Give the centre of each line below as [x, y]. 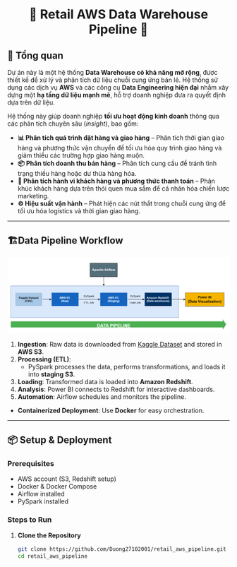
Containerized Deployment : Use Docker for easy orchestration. [111, 410]
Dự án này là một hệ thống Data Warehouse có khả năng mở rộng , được [113, 72]
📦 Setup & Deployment [60, 440]
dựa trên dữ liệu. [31, 102]
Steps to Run [30, 520]
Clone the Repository [49, 535]
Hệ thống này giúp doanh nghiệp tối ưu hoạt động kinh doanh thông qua [114, 116]
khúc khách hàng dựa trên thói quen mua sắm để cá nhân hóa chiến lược [123, 189]
